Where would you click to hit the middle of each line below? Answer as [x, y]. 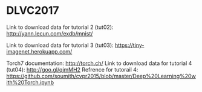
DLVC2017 [33, 11]
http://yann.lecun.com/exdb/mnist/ [50, 33]
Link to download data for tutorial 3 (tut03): [60, 45]
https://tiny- [129, 45]
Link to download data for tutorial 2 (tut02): [60, 27]
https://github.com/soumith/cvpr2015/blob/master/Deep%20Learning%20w [101, 76]
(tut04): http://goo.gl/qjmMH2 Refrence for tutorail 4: [72, 69]
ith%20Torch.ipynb [30, 82]
